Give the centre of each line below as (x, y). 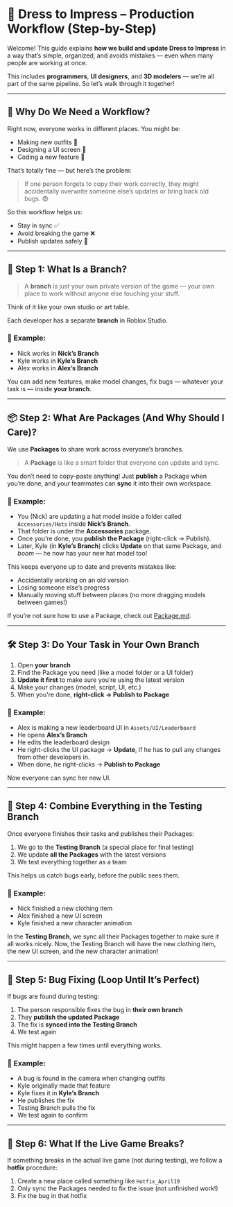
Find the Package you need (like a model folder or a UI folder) (105, 672)
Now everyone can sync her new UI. (59, 778)
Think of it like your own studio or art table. (69, 307)
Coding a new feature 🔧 (51, 157)
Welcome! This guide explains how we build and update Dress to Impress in (116, 48)
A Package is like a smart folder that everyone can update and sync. (122, 462)
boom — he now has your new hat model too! (82, 553)
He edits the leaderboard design (63, 742)
